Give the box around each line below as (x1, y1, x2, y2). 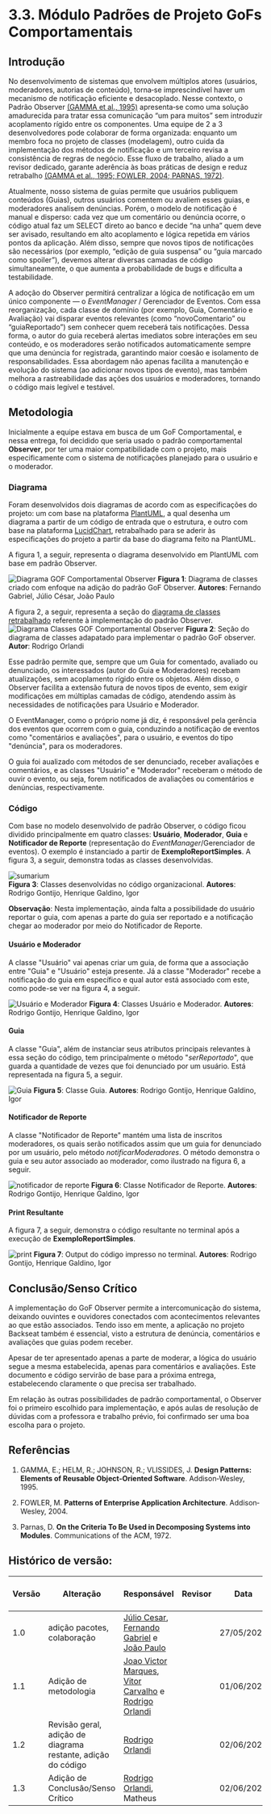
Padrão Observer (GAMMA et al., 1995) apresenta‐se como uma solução (8, 103, 248, 111)
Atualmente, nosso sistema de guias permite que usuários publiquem (8, 187, 238, 195)
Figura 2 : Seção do (185, 624, 250, 634)
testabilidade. (8, 272, 54, 282)
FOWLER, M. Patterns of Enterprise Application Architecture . (19, 1497, 228, 1507)
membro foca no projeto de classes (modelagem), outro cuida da (8, 136, 224, 146)
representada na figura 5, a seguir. (8, 1069, 123, 1079)
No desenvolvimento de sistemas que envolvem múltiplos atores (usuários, (8, 77, 258, 86)
